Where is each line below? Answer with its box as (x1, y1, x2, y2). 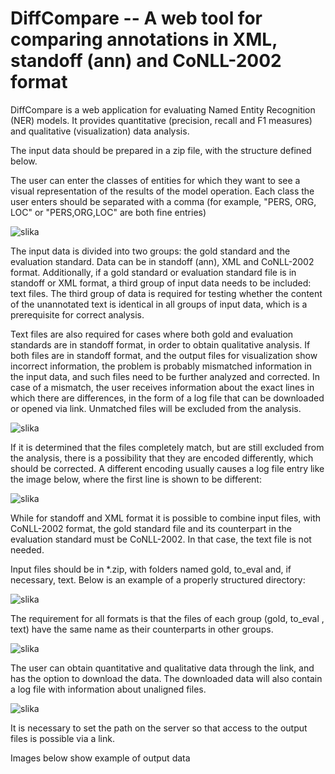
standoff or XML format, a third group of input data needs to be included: (10, 277, 312, 289)
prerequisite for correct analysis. (10, 308, 145, 321)
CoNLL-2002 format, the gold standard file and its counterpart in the (10, 522, 292, 534)
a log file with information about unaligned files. (10, 683, 207, 695)
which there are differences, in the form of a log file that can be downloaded (10, 392, 325, 404)
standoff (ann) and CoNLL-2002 (10, 50, 282, 72)
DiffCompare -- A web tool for (10, 7, 263, 30)
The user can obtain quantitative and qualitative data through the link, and (10, 662, 315, 674)
